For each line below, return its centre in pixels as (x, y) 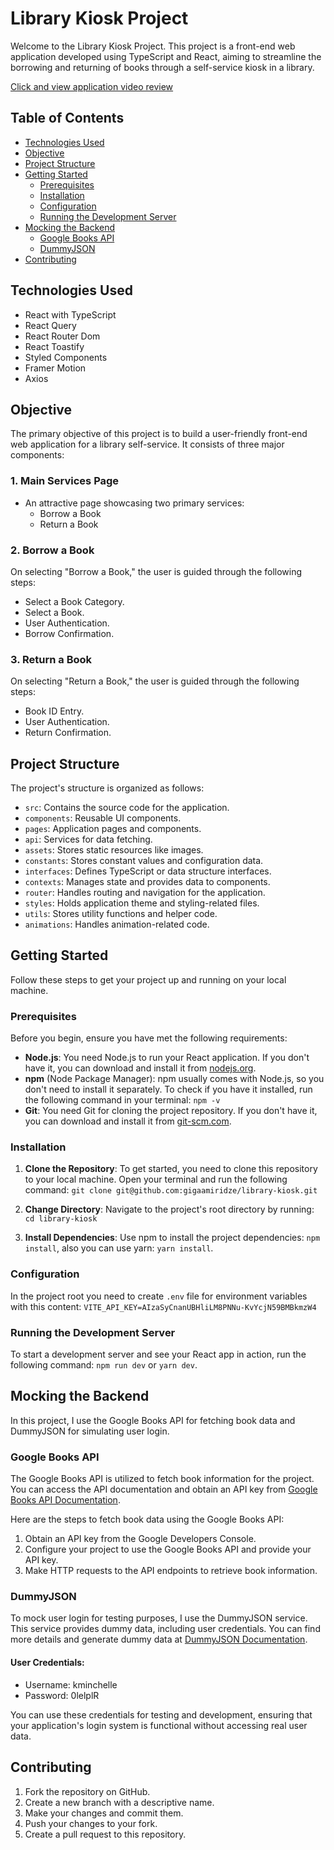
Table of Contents (67, 118)
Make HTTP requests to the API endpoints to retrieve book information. (171, 1571)
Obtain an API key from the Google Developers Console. (140, 1539)
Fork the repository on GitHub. (87, 1791)
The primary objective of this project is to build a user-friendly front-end (159, 434)
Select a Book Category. (74, 601)
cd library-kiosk (61, 1219)
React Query (50, 325)
